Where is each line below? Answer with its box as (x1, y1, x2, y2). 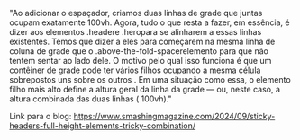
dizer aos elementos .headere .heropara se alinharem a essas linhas (9, 27, 262, 37)
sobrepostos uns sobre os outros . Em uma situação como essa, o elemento (9, 74, 291, 84)
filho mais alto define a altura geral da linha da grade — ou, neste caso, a (9, 84, 281, 94)
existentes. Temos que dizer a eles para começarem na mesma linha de (9, 36, 276, 47)
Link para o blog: (9, 111, 72, 121)
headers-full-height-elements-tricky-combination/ (9, 120, 196, 131)
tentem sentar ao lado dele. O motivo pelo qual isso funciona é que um (9, 56, 272, 66)
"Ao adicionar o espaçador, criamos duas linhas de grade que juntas (9, 8, 263, 18)
